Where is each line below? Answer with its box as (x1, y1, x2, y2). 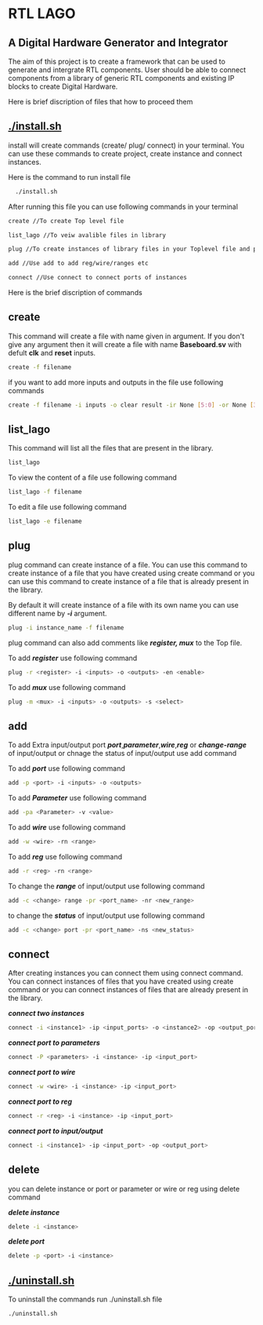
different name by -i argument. (8, 608, 107, 618)
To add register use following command (8, 653, 138, 662)
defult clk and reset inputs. (8, 348, 96, 357)
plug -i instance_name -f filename (8, 623, 124, 632)
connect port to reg (8, 1097, 73, 1106)
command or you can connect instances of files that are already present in (8, 985, 249, 995)
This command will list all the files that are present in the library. (8, 443, 214, 453)
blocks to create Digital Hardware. (8, 82, 118, 91)
